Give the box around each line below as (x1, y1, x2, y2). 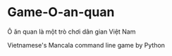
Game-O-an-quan (7, 4, 115, 20)
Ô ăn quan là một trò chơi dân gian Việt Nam (7, 27, 136, 36)
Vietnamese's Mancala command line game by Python (7, 41, 166, 49)
